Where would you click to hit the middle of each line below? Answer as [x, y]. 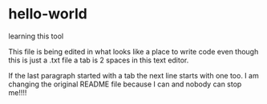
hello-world [48, 14]
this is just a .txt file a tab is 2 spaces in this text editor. [99, 60]
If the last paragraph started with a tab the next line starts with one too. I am [133, 75]
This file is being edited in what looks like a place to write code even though [133, 51]
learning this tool [36, 36]
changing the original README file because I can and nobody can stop [125, 84]
